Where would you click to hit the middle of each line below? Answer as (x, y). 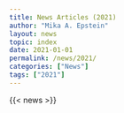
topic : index (33, 42)
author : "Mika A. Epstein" (59, 26)
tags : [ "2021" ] (37, 75)
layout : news (33, 34)
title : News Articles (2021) (63, 17)
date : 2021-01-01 (41, 50)
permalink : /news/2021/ (53, 58)
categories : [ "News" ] (49, 67)
